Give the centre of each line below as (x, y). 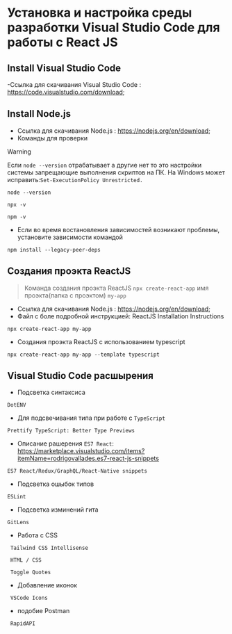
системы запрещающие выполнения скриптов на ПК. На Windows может (116, 172)
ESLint (17, 497)
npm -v (17, 217)
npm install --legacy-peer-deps (54, 250)
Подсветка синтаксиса (51, 392)
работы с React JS (63, 42)
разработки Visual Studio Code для (114, 27)
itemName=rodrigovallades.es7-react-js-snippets (88, 458)
